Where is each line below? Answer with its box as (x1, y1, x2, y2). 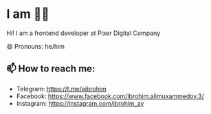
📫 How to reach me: (6, 63, 96, 75)
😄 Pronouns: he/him (6, 42, 65, 50)
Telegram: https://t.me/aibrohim (16, 84, 107, 93)
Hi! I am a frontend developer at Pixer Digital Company (6, 29, 161, 37)
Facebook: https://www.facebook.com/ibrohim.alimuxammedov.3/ (16, 92, 204, 100)
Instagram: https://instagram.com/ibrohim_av (16, 99, 144, 107)
